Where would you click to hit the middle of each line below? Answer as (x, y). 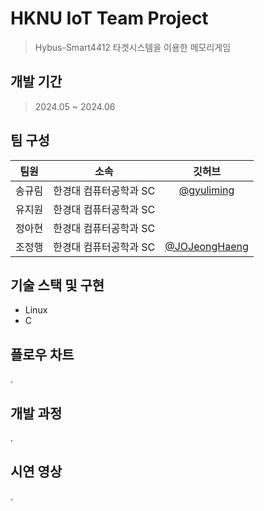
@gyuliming (206, 190)
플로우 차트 (42, 354)
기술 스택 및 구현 (57, 285)
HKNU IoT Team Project (109, 18)
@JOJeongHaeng (206, 246)
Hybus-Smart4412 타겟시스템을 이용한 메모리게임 (133, 47)
